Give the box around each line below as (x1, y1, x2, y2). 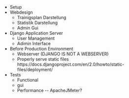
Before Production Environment (9, 46, 74, 51)
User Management (17, 35, 55, 41)
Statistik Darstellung (17, 20, 58, 25)
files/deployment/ (17, 67, 53, 73)
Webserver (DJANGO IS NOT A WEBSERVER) (17, 51, 109, 57)
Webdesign (9, 9, 33, 15)
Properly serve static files (17, 56, 69, 62)
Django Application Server (9, 30, 63, 36)
